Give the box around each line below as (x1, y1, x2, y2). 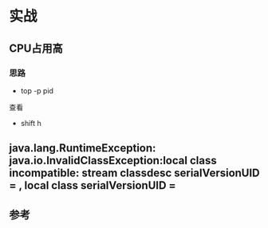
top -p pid (20, 85, 54, 96)
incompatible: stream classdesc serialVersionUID (9, 167, 260, 180)
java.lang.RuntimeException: (9, 141, 156, 155)
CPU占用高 (9, 41, 63, 55)
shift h (20, 118, 42, 128)
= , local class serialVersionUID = (9, 179, 176, 192)
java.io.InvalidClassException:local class (9, 154, 218, 167)
